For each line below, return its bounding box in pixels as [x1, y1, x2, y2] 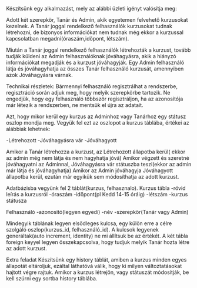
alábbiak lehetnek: [6, 126, 51, 132]
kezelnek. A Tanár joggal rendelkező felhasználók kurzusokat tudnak [6, 23, 172, 29]
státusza [6, 197, 27, 204]
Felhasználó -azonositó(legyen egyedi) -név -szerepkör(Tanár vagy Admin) [6, 209, 189, 215]
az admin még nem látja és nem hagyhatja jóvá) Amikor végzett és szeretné [6, 155, 189, 161]
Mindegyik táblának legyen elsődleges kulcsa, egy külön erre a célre [6, 220, 172, 227]
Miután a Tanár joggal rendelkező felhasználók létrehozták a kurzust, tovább [6, 46, 191, 53]
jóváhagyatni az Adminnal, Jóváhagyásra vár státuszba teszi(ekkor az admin [6, 161, 192, 168]
